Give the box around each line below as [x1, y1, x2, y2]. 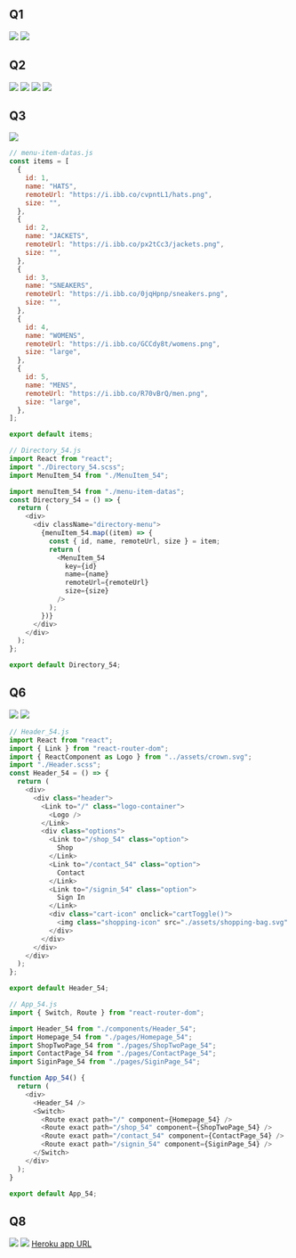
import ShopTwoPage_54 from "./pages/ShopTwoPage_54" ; [9, 1040, 217, 1050]
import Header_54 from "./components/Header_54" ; [9, 1024, 197, 1033]
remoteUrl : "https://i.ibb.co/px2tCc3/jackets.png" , [25, 240, 225, 249]
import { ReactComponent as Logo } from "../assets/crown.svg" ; [9, 752, 252, 761]
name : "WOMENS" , [25, 331, 86, 340]
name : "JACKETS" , [25, 232, 90, 241]
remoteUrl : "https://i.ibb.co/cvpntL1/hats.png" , [25, 190, 213, 199]
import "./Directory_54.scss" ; [9, 463, 125, 472]
